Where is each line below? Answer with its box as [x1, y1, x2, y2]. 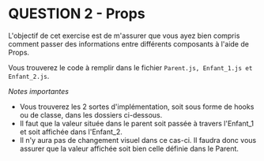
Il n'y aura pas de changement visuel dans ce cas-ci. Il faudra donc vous [19, 135, 257, 144]
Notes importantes [8, 86, 70, 95]
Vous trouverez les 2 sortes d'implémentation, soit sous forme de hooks [19, 102, 255, 111]
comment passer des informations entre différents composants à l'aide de [8, 39, 249, 48]
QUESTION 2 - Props [8, 5, 145, 23]
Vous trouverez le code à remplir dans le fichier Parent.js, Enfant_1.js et [8, 62, 253, 72]
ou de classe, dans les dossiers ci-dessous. [19, 110, 163, 119]
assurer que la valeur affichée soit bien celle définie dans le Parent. [19, 144, 239, 153]
